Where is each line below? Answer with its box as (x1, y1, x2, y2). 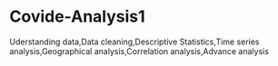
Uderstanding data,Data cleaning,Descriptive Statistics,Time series (9, 36, 260, 47)
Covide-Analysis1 (9, 6, 145, 27)
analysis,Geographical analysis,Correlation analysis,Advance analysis (9, 45, 270, 56)
